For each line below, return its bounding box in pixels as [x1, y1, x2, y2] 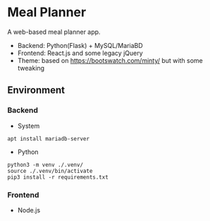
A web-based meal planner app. [7, 28, 101, 36]
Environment [7, 84, 66, 96]
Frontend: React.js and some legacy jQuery [17, 49, 143, 57]
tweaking [17, 64, 44, 72]
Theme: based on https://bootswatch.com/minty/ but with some [17, 56, 203, 64]
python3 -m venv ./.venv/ [7, 161, 83, 168]
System [17, 121, 40, 130]
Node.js [17, 205, 41, 214]
